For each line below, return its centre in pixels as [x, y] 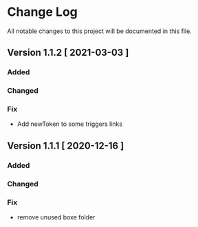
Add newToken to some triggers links [69, 124]
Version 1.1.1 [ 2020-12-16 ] [66, 145]
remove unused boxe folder [56, 217]
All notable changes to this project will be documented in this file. [100, 31]
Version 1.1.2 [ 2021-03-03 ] [68, 53]
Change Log [42, 12]
